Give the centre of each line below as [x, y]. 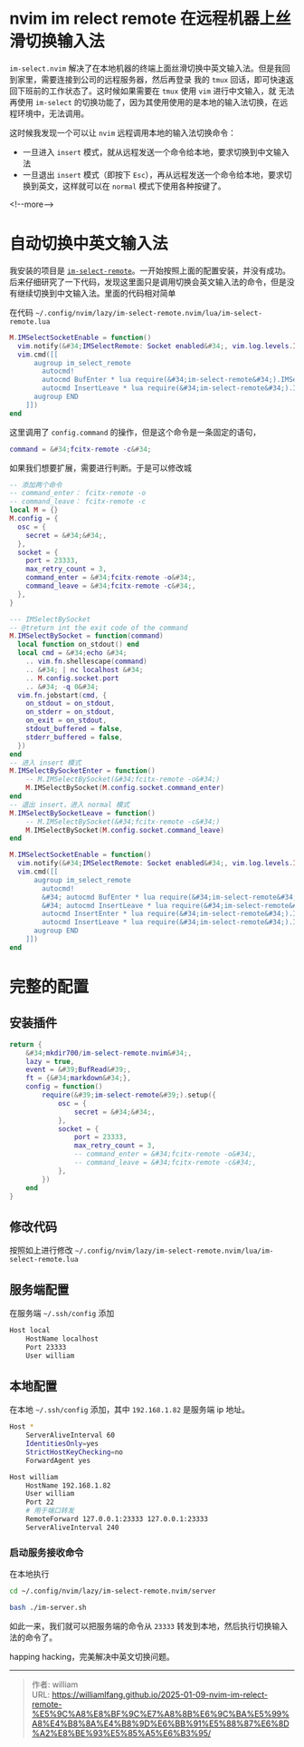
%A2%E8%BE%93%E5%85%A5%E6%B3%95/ [121, 1732]
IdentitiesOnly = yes [62, 1444]
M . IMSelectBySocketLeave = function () [82, 813]
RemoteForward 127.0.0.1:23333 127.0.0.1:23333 [117, 1519]
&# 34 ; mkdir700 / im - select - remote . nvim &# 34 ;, [109, 1053]
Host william [34, 1477]
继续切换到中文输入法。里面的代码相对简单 [96, 293]
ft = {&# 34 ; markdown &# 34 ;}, [78, 1078]
